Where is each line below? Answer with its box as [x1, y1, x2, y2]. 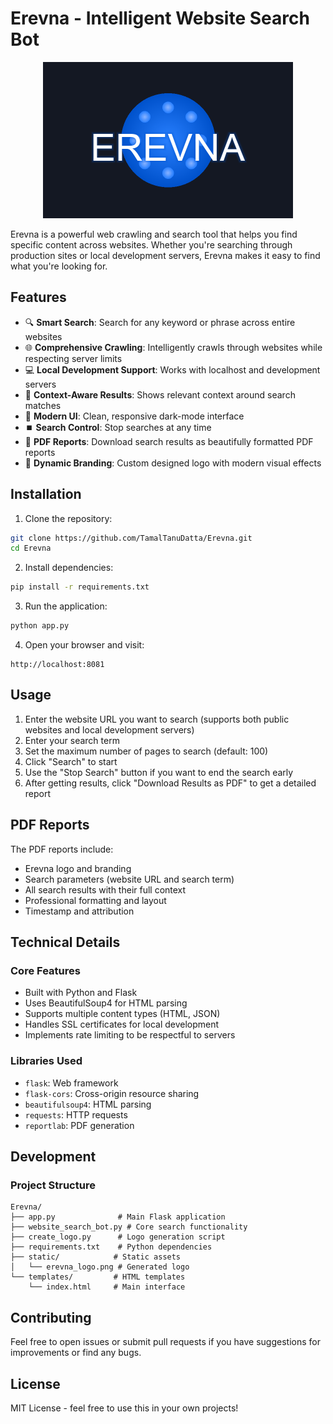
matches [24, 399, 62, 411]
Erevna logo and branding [24, 862, 132, 874]
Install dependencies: [24, 562, 114, 574]
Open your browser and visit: [24, 639, 145, 651]
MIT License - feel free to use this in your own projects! [10, 1402, 239, 1414]
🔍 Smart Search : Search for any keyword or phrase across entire [24, 316, 296, 328]
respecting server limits [24, 352, 123, 364]
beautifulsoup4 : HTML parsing [24, 1098, 152, 1110]
